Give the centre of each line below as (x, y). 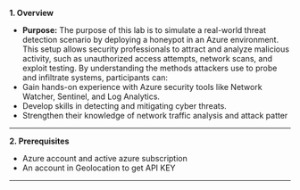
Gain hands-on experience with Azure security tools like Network (142, 87)
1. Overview (32, 13)
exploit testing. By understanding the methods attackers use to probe (150, 68)
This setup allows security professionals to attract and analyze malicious (156, 49)
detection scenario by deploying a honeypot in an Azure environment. (150, 40)
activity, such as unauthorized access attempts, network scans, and (147, 58)
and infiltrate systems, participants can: (95, 78)
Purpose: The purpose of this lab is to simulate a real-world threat (144, 30)
